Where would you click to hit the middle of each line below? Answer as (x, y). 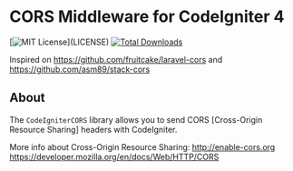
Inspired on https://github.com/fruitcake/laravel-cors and (116, 59)
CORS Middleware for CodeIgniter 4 (147, 17)
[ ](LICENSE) (59, 42)
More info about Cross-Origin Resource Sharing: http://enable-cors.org (142, 146)
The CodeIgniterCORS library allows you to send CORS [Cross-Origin (136, 119)
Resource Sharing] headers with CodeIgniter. (93, 129)
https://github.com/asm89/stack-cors (80, 69)
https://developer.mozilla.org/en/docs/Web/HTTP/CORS (114, 156)
